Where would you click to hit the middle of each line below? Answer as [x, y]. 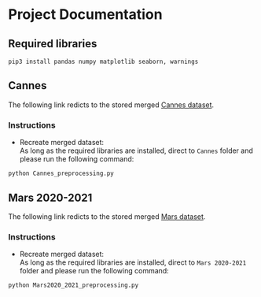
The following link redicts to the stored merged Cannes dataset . [111, 105]
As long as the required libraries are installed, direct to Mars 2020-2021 [133, 262]
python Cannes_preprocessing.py [61, 174]
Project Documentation [85, 15]
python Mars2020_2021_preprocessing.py [74, 285]
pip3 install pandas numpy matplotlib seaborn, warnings [103, 61]
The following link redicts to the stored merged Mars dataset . [107, 216]
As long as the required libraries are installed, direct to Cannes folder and [136, 150]
